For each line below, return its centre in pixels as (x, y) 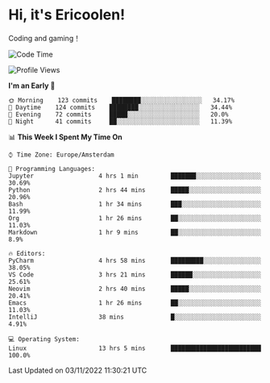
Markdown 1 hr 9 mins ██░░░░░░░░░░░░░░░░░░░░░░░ (135, 232)
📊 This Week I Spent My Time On (65, 137)
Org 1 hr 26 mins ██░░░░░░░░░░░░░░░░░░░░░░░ (135, 218)
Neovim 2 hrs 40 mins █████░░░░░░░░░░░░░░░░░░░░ (135, 289)
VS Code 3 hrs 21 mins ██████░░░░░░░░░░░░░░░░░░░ (135, 275)
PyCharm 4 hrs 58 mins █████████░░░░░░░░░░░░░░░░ (135, 260)
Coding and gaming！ (44, 38)
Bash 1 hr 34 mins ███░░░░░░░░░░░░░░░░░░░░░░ (135, 204)
